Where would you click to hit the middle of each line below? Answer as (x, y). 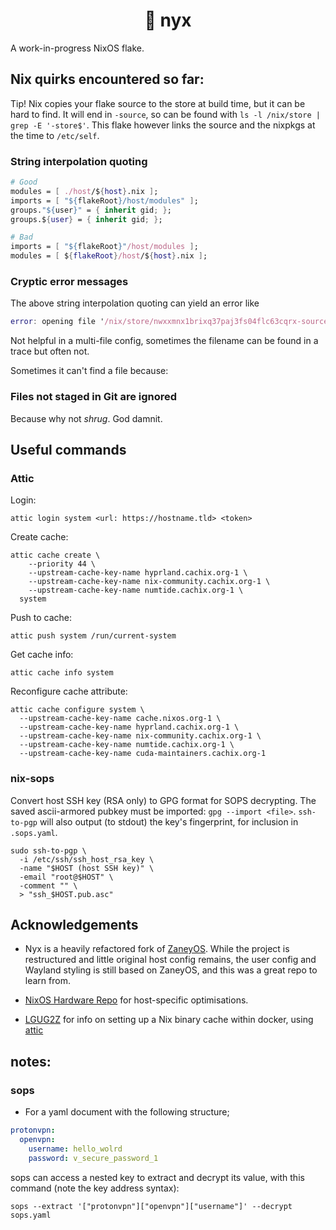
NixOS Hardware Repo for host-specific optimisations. (136, 1000)
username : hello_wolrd (75, 1149)
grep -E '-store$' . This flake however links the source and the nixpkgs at (163, 125)
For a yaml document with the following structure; (127, 1112)
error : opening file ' (57, 322)
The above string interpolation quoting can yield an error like (135, 303)
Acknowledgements (74, 924)
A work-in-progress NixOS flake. (77, 48)
